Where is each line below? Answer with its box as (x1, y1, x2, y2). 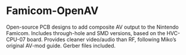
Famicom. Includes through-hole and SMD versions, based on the (6, 29, 166, 36)
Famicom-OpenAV (6, 4, 99, 18)
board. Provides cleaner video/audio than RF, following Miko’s (26, 36, 177, 43)
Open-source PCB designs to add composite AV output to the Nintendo (6, 23, 179, 30)
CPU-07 (6, 36, 26, 43)
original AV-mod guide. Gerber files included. (6, 42, 116, 49)
